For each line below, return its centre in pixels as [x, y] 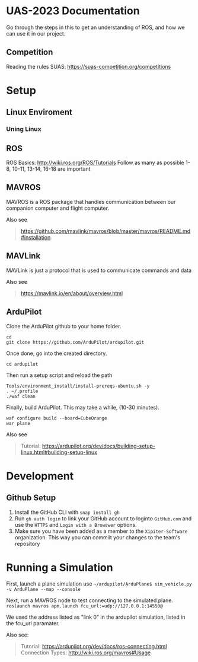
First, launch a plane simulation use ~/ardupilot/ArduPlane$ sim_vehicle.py [99, 584]
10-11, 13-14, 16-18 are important [51, 169]
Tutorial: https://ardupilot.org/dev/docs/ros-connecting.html [94, 647]
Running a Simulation [60, 567]
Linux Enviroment [39, 112]
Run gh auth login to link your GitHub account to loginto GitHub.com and [103, 518]
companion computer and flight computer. [58, 208]
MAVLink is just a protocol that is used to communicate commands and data [99, 270]
